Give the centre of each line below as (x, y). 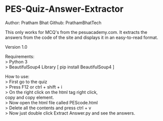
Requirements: (20, 56)
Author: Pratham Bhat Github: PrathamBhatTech (53, 23)
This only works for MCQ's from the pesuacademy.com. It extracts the (76, 32)
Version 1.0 (16, 47)
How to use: (17, 76)
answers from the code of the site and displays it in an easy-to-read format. (82, 37)
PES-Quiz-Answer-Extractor (64, 9)
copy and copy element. (29, 97)
